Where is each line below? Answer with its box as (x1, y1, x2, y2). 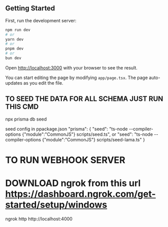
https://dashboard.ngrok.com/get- (5, 188, 156, 200)
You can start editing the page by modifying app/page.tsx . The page (5, 74, 148, 81)
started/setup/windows (5, 199, 108, 211)
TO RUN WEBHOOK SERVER (5, 154, 125, 166)
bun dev (5, 56, 22, 61)
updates (5, 80, 23, 86)
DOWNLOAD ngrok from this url (5, 177, 141, 189)
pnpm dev (5, 46, 24, 51)
